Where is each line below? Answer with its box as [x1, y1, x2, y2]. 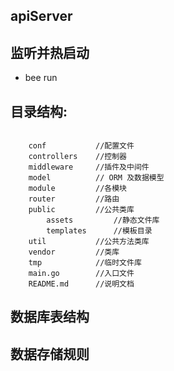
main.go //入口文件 [28, 269, 135, 279]
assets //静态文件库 [46, 215, 160, 226]
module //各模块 [28, 184, 128, 194]
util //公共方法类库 [28, 237, 150, 247]
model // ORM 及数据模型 [28, 173, 165, 183]
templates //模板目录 [46, 226, 153, 236]
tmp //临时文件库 [28, 258, 142, 268]
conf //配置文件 [28, 141, 135, 151]
